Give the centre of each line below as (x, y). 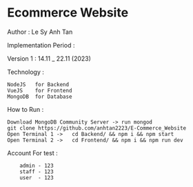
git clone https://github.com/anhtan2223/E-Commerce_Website (97, 128)
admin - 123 (37, 166)
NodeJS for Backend (38, 84)
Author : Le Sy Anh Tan (40, 32)
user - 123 (37, 177)
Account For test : (32, 152)
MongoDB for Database (40, 97)
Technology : (26, 72)
